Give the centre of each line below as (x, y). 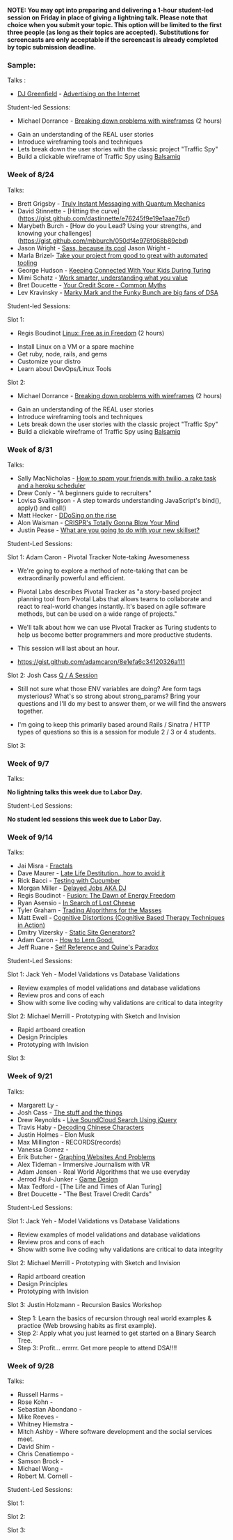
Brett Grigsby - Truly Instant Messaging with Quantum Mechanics (111, 203)
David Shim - (36, 1447)
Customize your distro (49, 361)
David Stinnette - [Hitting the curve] (69, 211)
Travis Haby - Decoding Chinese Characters (81, 1127)
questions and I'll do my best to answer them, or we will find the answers (122, 703)
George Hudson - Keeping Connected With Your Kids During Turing (114, 270)
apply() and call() (42, 508)
